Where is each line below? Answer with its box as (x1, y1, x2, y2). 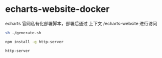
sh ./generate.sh (5, 30, 41, 35)
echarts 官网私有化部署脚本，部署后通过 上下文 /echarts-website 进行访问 (5, 20, 157, 26)
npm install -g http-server (5, 39, 64, 44)
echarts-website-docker (5, 3, 110, 15)
